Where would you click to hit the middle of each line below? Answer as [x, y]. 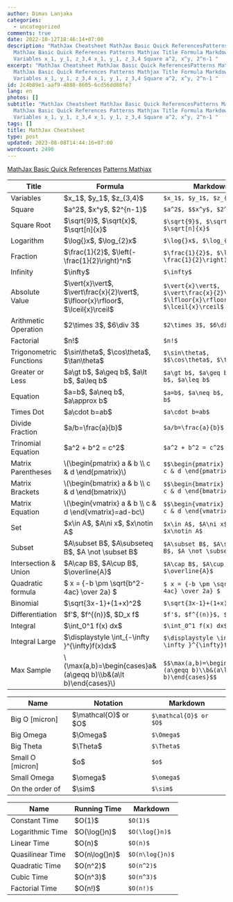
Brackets [25, 492]
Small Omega [32, 778]
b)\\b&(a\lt [108, 674]
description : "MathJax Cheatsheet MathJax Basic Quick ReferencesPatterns [118, 46]
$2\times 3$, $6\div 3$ [102, 325]
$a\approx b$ [86, 401]
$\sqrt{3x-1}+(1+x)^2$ [102, 603]
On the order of [36, 789]
